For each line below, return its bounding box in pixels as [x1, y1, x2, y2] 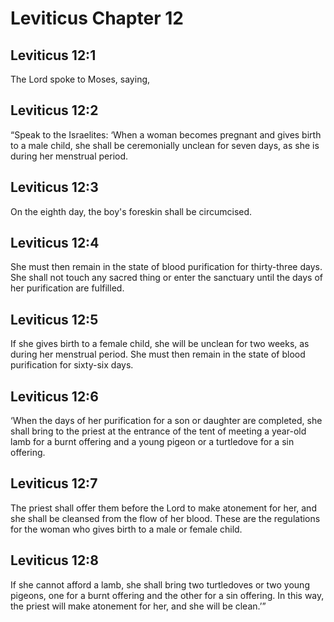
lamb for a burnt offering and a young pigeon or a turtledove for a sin [10, 436, 295, 448]
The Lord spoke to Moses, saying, [10, 73, 151, 85]
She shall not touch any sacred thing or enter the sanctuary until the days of [10, 272, 324, 284]
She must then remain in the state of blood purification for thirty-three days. [10, 261, 323, 273]
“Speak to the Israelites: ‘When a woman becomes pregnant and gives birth [10, 128, 322, 141]
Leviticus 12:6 [10, 388, 99, 405]
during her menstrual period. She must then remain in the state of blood [10, 348, 306, 361]
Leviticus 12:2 [10, 102, 99, 119]
